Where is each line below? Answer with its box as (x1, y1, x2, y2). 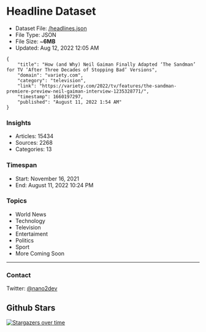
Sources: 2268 (15, 139, 53, 147)
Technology (15, 217, 46, 225)
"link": (17, 83, 37, 89)
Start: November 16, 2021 (15, 175, 80, 182)
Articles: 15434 (15, 133, 54, 140)
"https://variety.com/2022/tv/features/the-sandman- (39, 83, 177, 89)
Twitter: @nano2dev (6, 285, 58, 292)
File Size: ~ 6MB (15, 37, 56, 45)
